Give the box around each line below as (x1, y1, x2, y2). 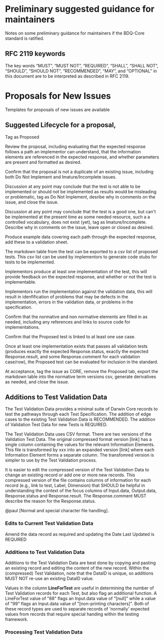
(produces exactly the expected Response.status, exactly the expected (5, 348, 148, 354)
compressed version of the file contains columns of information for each (5, 477, 151, 483)
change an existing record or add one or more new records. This (5, 472, 136, 478)
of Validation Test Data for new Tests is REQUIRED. (5, 422, 108, 428)
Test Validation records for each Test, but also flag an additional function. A (5, 590, 157, 596)
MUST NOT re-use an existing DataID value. (5, 575, 94, 581)
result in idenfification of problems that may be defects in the (5, 293, 128, 299)
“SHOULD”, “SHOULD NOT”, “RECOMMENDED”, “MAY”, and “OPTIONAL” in (5, 68, 157, 74)
